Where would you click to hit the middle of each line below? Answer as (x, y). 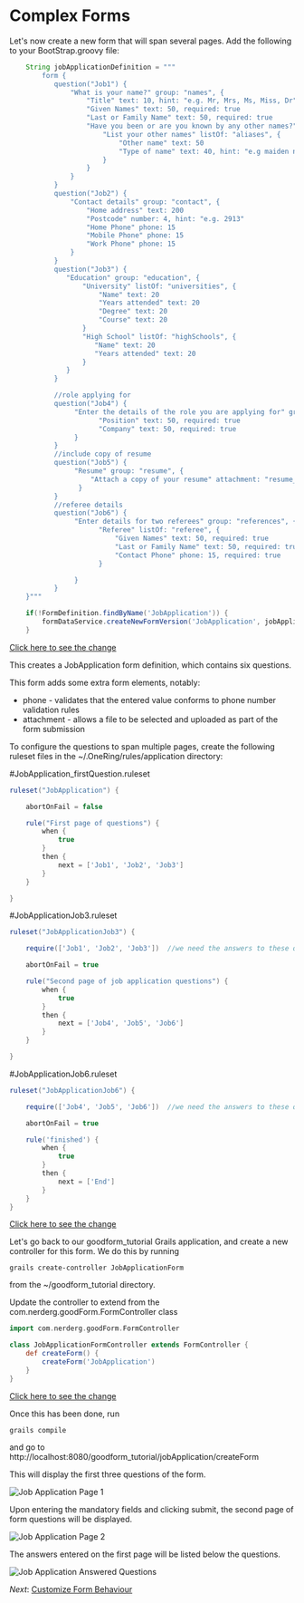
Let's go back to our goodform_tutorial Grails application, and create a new (149, 1241)
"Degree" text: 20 (133, 312)
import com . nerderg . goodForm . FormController (95, 1328)
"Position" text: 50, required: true (170, 420)
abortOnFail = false (64, 806)
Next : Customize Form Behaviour (71, 1589)
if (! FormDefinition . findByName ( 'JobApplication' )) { (127, 613)
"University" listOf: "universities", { (159, 286)
